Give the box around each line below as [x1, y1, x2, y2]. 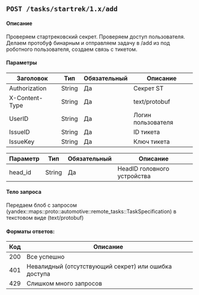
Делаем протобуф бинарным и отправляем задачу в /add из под [6, 39, 171, 46]
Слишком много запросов [26, 280, 102, 288]
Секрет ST [133, 84, 164, 92]
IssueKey [9, 137, 35, 146]
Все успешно [26, 253, 65, 261]
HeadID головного [117, 164, 170, 172]
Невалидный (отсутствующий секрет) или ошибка [26, 262, 172, 271]
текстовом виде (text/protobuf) [6, 214, 84, 221]
